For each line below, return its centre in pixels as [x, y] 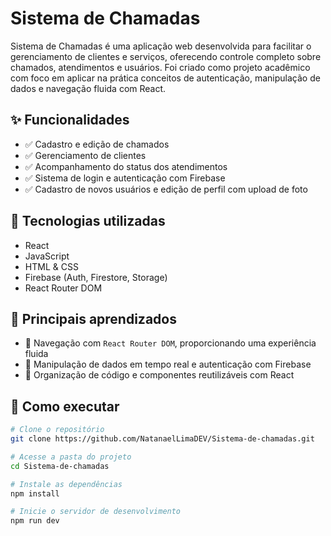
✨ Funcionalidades [70, 120]
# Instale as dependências [66, 484]
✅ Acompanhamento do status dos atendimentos [126, 166]
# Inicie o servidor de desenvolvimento [96, 512]
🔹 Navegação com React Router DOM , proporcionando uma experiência [170, 343]
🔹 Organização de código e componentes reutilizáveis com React [159, 375]
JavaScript [47, 256]
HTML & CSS [51, 266]
